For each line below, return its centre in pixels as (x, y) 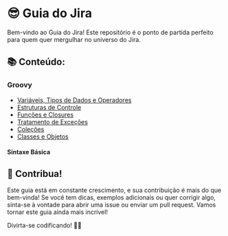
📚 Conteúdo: (36, 62)
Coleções (31, 129)
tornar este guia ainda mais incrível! (58, 212)
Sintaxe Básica (29, 152)
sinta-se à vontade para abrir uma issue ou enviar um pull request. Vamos (112, 205)
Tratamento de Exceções (52, 121)
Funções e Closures (45, 115)
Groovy (20, 85)
